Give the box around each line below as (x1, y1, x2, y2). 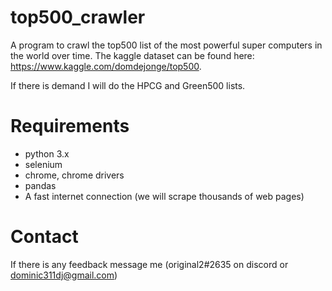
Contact (10, 226, 79, 248)
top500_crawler (10, 6, 146, 29)
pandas (24, 179, 57, 191)
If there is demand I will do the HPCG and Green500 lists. (10, 79, 246, 91)
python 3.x (24, 147, 70, 160)
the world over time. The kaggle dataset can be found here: (10, 49, 255, 61)
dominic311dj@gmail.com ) (10, 269, 118, 281)
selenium (24, 158, 63, 170)
